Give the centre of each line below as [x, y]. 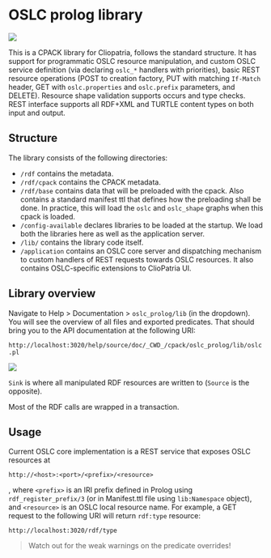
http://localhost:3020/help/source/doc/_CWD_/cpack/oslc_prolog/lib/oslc [135, 345]
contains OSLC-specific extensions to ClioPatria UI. [106, 268]
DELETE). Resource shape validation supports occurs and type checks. [127, 96]
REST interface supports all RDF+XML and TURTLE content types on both [131, 104]
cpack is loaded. [47, 216]
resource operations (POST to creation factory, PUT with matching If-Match [135, 78]
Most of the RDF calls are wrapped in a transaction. [94, 407]
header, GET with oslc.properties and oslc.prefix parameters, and [122, 87]
